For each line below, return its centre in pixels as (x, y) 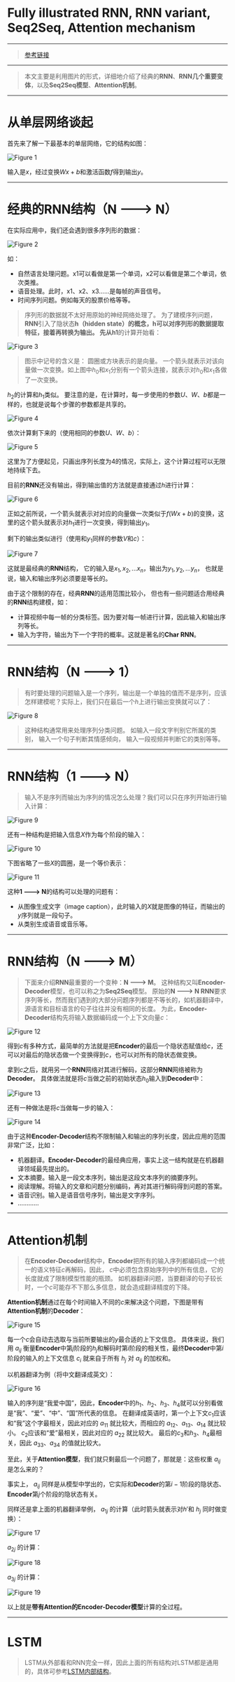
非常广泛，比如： (32, 1145)
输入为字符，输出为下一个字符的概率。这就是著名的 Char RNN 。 (109, 634)
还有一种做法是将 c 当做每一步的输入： (61, 1108)
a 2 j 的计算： (24, 1548)
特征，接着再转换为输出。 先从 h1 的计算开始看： (93, 332)
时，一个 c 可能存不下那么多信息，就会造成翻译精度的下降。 (109, 1287)
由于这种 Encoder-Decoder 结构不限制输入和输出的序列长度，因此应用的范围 (116, 1136)
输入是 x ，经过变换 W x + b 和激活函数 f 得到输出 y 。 (77, 172)
